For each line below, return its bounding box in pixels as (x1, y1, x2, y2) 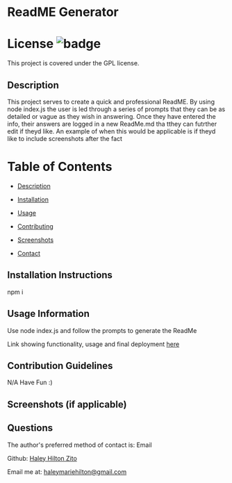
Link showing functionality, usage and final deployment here (7, 340, 180, 348)
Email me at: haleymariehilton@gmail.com (7, 467, 127, 476)
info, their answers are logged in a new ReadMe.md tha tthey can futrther (7, 120, 217, 128)
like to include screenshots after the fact (7, 134, 123, 142)
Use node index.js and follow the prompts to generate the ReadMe (7, 326, 197, 334)
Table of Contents (7, 159, 113, 174)
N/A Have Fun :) (7, 378, 53, 386)
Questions (7, 422, 53, 434)
